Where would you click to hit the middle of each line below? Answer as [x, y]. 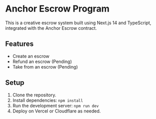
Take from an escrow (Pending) [45, 67]
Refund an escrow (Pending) [42, 62]
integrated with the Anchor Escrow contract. [51, 28]
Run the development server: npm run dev [56, 105]
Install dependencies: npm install [48, 100]
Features [19, 44]
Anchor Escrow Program [57, 9]
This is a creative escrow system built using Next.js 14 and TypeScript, [78, 23]
